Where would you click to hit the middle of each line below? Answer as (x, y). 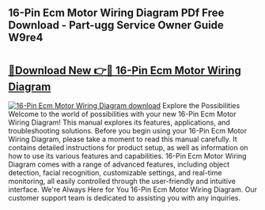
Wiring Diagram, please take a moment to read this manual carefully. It (123, 139)
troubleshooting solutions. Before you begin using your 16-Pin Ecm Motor (128, 131)
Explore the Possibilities (201, 105)
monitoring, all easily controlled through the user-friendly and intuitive (122, 181)
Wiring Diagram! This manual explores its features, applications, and (119, 122)
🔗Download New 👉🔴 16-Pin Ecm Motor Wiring (125, 70)
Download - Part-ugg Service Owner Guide (116, 26)
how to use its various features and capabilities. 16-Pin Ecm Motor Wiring (127, 156)
